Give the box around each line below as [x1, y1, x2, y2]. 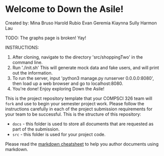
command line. [12, 59, 43, 65]
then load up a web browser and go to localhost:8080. [12, 80, 123, 86]
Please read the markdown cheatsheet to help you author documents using [5, 141, 159, 147]
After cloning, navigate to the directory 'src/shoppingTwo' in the [12, 54, 143, 60]
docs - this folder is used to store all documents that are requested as [12, 121, 154, 127]
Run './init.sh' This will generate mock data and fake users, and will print [12, 65, 160, 71]
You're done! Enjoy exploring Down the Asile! [12, 85, 105, 91]
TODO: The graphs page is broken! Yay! [5, 35, 87, 41]
